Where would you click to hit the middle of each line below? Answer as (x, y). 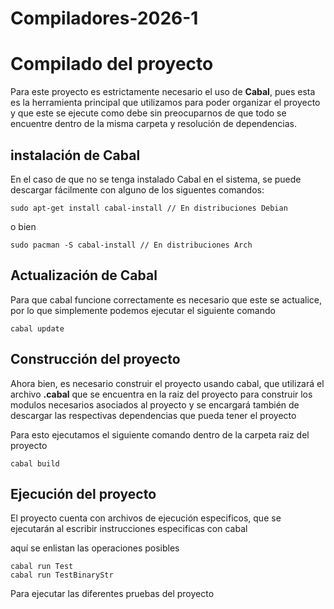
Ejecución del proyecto (83, 493)
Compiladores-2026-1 (104, 18)
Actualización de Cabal (84, 275)
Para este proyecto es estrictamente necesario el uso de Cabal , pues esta (163, 92)
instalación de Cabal (75, 155)
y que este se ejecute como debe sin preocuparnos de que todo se (148, 113)
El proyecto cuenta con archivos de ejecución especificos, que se (146, 518)
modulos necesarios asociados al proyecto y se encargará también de (155, 404)
